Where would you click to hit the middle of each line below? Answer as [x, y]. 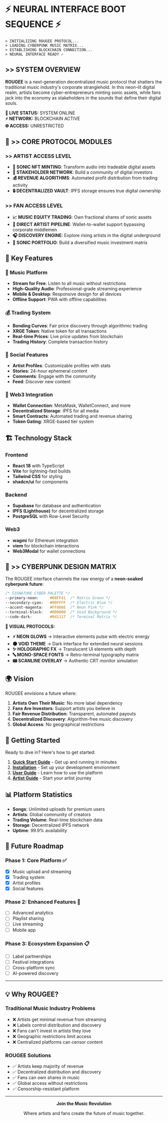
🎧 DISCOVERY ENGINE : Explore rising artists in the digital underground [86, 235]
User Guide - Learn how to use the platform [57, 773]
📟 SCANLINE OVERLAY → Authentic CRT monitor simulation [75, 660]
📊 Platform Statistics [39, 794]
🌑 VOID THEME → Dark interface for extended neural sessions [77, 643]
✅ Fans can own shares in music [46, 1078]
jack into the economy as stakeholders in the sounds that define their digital [83, 97]
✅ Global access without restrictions [50, 1083]
